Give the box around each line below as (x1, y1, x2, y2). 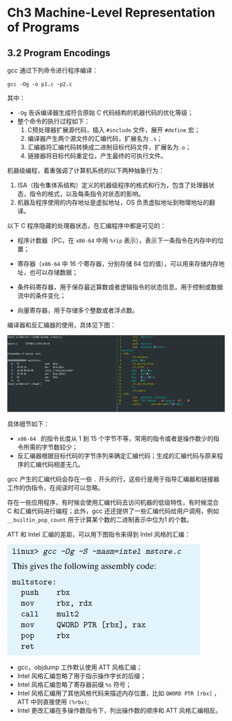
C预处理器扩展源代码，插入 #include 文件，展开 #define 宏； (27, 126, 200, 134)
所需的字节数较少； (23, 443, 78, 452)
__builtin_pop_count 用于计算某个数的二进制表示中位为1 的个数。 (7, 516, 193, 524)
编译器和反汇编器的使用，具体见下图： (7, 321, 116, 329)
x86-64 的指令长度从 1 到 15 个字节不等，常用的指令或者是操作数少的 (17, 434, 214, 443)
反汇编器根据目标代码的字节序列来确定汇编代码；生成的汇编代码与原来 (17, 452, 217, 460)
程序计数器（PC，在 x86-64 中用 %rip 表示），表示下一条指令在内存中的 (17, 236, 218, 244)
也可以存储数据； (29, 268, 78, 276)
